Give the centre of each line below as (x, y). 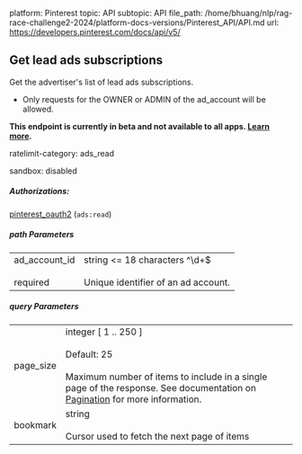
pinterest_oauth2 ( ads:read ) (61, 214)
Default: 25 (89, 354)
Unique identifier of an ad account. (157, 282)
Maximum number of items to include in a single (166, 377)
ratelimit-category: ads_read (62, 153)
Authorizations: (40, 191)
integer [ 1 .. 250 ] (104, 332)
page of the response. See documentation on (160, 387)
